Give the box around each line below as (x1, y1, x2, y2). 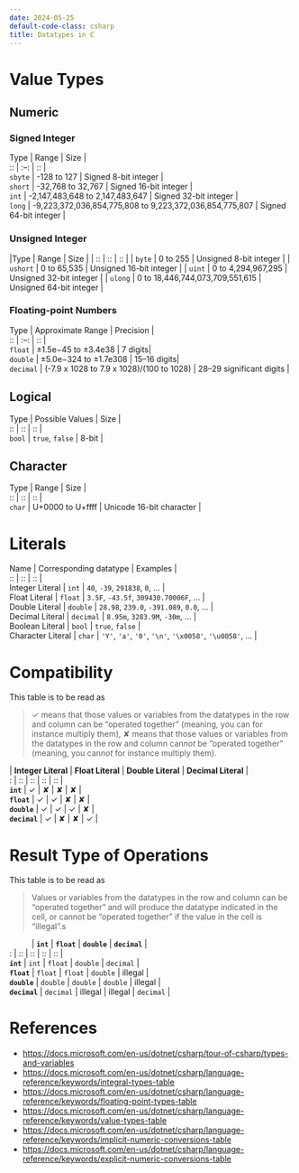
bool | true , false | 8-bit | (9, 433, 104, 443)
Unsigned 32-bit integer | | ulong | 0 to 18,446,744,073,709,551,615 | (9, 272, 262, 283)
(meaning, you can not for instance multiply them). (31, 748, 218, 759)
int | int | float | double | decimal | (9, 958, 140, 969)
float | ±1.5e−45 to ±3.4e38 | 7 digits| (9, 344, 151, 355)
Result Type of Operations (9, 845, 209, 865)
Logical (9, 389, 52, 405)
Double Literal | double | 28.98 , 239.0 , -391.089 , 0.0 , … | (9, 601, 214, 612)
